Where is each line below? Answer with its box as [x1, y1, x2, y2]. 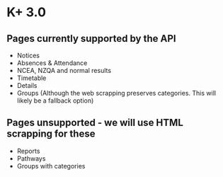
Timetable [16, 74, 47, 82]
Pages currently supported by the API [6, 33, 176, 45]
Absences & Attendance [16, 59, 88, 67]
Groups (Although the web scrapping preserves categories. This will [16, 89, 217, 97]
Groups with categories [16, 161, 86, 170]
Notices [16, 51, 40, 59]
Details [16, 81, 38, 89]
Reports [16, 147, 40, 155]
